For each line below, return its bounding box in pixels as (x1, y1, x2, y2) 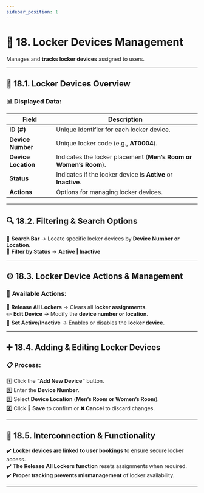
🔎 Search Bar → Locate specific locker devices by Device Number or (6, 235, 180, 242)
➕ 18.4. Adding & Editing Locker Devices (6, 342, 161, 353)
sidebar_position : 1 (6, 9, 59, 15)
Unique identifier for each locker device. (56, 125, 171, 134)
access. (6, 456, 26, 463)
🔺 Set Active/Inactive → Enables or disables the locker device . (6, 319, 165, 326)
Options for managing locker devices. (56, 188, 163, 197)
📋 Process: (6, 361, 41, 369)
